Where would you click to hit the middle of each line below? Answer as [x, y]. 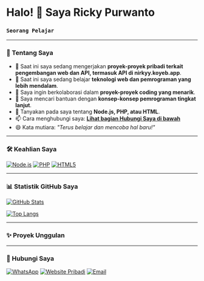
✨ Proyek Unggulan [36, 235]
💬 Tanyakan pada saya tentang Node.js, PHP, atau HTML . [87, 112]
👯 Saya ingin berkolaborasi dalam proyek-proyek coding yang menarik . [105, 92]
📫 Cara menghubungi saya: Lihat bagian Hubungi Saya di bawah [98, 118]
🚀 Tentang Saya [30, 53]
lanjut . [23, 105]
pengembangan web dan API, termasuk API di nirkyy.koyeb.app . [98, 73]
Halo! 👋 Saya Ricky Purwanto [80, 12]
